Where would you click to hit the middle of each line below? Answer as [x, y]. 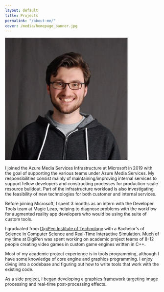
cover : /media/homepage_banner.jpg [41, 26]
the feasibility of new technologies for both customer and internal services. [81, 194]
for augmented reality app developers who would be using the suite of [76, 214]
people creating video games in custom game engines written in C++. [75, 244]
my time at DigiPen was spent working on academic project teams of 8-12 [80, 239]
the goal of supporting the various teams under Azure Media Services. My [80, 173]
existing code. [19, 269]
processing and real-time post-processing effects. [56, 284]
